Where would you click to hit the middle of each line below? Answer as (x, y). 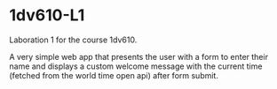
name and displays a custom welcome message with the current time (136, 66)
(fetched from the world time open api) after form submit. (114, 75)
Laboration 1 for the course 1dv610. (73, 40)
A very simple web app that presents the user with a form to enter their (139, 56)
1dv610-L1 (47, 15)
